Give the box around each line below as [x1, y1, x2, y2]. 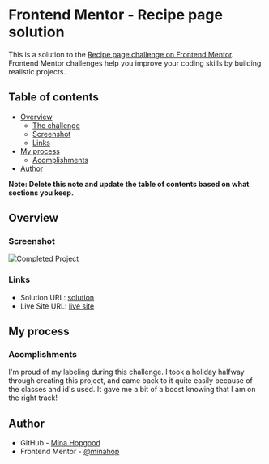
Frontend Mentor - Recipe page [8, 6, 223, 24]
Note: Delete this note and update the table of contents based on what [8, 179, 250, 189]
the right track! [8, 393, 58, 402]
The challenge [32, 120, 81, 130]
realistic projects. [8, 66, 66, 76]
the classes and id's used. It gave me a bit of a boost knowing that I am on [8, 385, 257, 394]
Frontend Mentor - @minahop [19, 447, 120, 457]
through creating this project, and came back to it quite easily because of [8, 376, 253, 385]
